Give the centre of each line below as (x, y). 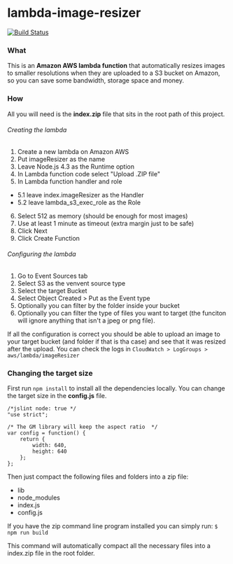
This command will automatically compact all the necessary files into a (109, 546)
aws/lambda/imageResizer (43, 355)
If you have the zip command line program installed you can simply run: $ (113, 526)
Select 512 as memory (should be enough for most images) (103, 216)
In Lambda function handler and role (70, 181)
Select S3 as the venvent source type (71, 283)
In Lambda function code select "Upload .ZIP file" (89, 174)
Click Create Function (49, 238)
